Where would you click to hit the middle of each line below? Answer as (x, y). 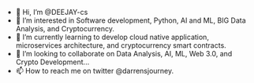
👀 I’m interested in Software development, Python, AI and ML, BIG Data (131, 20)
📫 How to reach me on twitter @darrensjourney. (95, 71)
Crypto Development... (52, 62)
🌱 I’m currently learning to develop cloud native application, (112, 37)
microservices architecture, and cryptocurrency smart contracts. (121, 45)
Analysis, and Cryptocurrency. (65, 29)
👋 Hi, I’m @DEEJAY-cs (52, 12)
